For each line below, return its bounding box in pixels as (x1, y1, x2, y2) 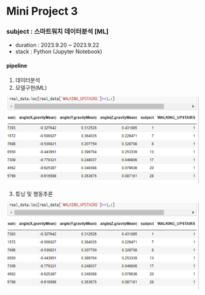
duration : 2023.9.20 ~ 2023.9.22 (15, 42, 99, 49)
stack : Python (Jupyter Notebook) (15, 48, 103, 56)
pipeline (6, 62, 27, 70)
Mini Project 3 (6, 4, 78, 18)
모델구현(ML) (15, 84, 48, 91)
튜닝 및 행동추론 (15, 190, 53, 197)
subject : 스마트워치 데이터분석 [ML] (6, 27, 109, 36)
